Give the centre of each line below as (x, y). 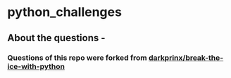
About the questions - (56, 38)
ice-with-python (36, 66)
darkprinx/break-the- (186, 58)
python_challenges (64, 12)
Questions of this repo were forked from (77, 58)
